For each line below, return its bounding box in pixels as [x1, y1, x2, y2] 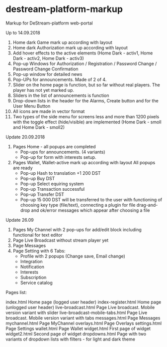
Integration [20, 258, 43, 264]
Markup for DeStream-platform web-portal [5, 20, 93, 26]
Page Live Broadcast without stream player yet [12, 237, 109, 243]
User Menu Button [12, 103, 51, 109]
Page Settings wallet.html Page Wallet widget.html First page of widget [5, 326, 151, 332]
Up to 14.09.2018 [5, 29, 40, 35]
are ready [12, 165, 33, 171]
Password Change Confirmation [12, 66, 79, 72]
